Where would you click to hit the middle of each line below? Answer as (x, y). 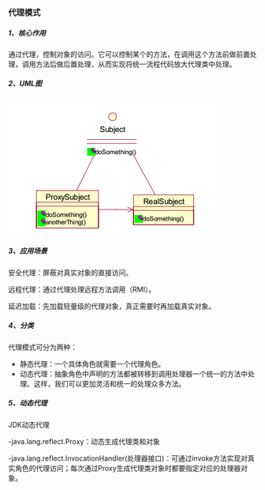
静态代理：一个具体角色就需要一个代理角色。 (92, 364)
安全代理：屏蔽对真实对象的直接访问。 (70, 272)
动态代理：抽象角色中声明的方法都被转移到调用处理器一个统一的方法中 (134, 374)
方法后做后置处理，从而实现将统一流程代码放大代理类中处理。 (136, 64)
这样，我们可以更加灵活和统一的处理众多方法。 (110, 383)
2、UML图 (25, 84)
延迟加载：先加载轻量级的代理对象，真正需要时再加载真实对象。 (112, 306)
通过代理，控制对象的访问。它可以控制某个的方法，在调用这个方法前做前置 (129, 54)
